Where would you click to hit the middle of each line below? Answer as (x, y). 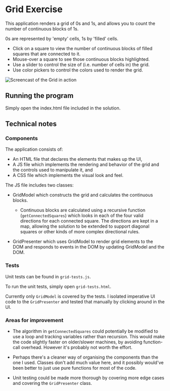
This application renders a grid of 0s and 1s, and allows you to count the (80, 23)
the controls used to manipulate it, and (53, 170)
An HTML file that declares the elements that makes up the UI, (77, 159)
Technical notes (31, 124)
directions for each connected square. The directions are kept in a (89, 221)
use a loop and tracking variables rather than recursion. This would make (89, 337)
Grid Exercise (34, 9)
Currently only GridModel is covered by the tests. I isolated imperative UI (80, 296)
